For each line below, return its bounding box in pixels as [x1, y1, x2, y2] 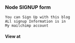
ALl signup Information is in [5, 19, 66, 24]
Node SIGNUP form [5, 4, 51, 11]
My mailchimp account [5, 23, 49, 28]
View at [5, 33, 21, 39]
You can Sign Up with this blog [5, 15, 70, 20]
